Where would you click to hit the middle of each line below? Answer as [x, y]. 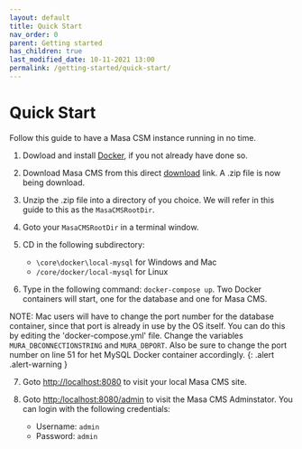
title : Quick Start [46, 26]
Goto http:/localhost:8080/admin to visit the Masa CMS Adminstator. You [157, 399]
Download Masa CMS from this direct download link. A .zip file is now [151, 173]
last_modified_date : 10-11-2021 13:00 [82, 60]
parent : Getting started [56, 43]
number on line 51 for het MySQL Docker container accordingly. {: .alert [142, 354]
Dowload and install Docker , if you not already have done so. [135, 155]
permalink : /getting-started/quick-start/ [90, 69]
